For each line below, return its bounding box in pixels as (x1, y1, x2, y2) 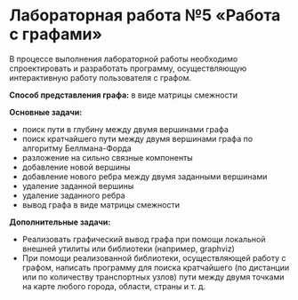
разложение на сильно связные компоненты (21, 152, 193, 162)
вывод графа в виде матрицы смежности (21, 199, 181, 209)
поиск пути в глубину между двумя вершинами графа (21, 123, 230, 134)
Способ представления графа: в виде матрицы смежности (9, 90, 238, 100)
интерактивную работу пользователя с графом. (9, 72, 191, 83)
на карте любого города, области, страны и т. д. (21, 280, 206, 291)
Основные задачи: (9, 107, 83, 117)
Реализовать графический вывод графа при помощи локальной (21, 233, 266, 244)
